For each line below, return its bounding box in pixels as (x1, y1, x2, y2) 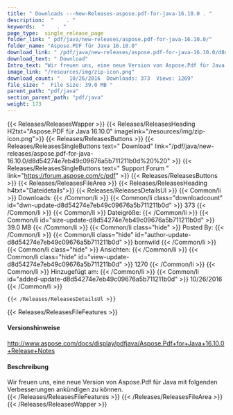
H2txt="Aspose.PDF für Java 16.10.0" (7, 127, 113, 136)
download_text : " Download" (7, 56, 89, 63)
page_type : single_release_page (7, 29, 104, 37)
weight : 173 (7, 101, 42, 108)
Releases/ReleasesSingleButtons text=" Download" (7, 142, 154, 150)
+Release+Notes (7, 347, 55, 355)
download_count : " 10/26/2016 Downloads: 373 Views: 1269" (7, 74, 194, 82)
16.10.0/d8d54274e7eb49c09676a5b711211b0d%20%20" (7, 156, 171, 165)
